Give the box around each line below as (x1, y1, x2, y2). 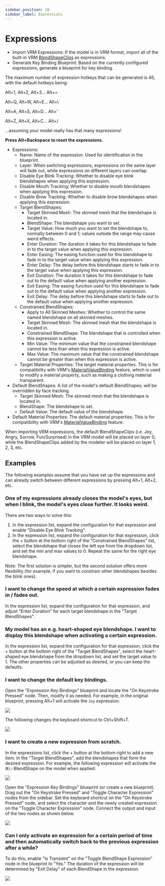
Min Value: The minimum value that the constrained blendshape (27, 341, 157, 347)
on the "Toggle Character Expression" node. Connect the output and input (5, 805, 156, 811)
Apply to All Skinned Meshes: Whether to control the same (27, 309, 146, 315)
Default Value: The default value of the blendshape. (19, 409, 125, 415)
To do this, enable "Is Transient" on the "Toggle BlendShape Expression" (5, 855, 153, 861)
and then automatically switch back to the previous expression (5, 838, 159, 845)
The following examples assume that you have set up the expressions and (5, 472, 155, 478)
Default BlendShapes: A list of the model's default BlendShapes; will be (12, 383, 157, 389)
